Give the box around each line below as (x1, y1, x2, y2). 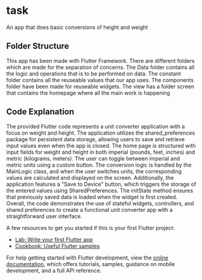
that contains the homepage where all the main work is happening (6, 89, 171, 97)
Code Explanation (6, 107, 74, 117)
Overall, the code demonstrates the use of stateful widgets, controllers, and (6, 200, 194, 207)
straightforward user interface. (6, 212, 83, 220)
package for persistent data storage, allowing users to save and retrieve (6, 135, 185, 142)
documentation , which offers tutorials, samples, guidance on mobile (6, 260, 175, 267)
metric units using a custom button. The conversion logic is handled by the (6, 161, 192, 168)
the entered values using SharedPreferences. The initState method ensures (6, 186, 194, 194)
